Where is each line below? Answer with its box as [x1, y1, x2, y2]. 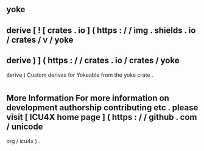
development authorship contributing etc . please [6, 102, 199, 113]
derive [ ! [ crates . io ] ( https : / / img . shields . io [6, 25, 196, 35]
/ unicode [6, 121, 43, 132]
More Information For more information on [6, 93, 169, 103]
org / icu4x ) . [6, 138, 41, 144]
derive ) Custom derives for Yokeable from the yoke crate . [6, 71, 153, 79]
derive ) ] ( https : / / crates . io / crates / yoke [6, 55, 180, 65]
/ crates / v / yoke [6, 35, 74, 45]
